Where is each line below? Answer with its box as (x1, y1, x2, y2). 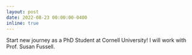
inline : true (6, 20, 39, 26)
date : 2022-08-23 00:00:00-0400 (6, 15, 87, 21)
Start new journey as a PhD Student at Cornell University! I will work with (6, 37, 187, 44)
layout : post (6, 8, 39, 15)
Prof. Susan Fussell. (6, 43, 55, 50)
